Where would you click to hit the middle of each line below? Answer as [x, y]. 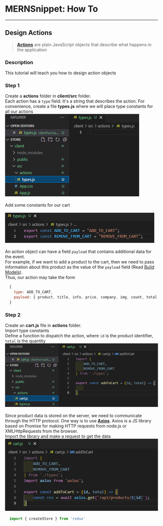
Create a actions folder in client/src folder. [48, 96]
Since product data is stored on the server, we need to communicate [73, 415]
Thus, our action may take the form [40, 278]
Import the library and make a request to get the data [58, 436]
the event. [15, 257]
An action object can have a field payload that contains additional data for [78, 252]
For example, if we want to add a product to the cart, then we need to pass [80, 262]
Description [19, 62]
